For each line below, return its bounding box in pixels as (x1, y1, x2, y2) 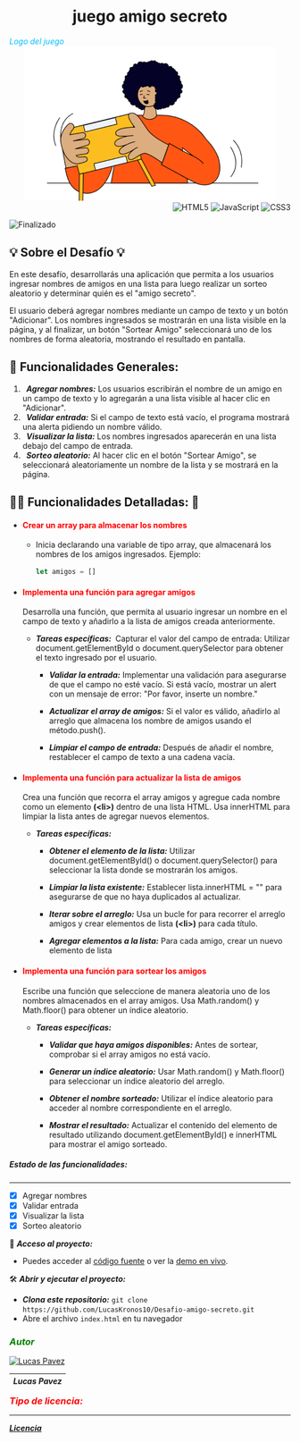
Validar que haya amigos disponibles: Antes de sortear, (48, 1039, 259, 1050)
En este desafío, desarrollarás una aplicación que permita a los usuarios (9, 268, 274, 279)
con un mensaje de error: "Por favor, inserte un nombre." (48, 688, 258, 699)
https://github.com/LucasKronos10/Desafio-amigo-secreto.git (21, 1305, 255, 1314)
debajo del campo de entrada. (21, 440, 134, 451)
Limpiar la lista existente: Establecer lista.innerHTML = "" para (48, 882, 283, 893)
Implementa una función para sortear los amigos (21, 966, 207, 976)
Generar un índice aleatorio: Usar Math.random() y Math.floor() (48, 1066, 286, 1076)
